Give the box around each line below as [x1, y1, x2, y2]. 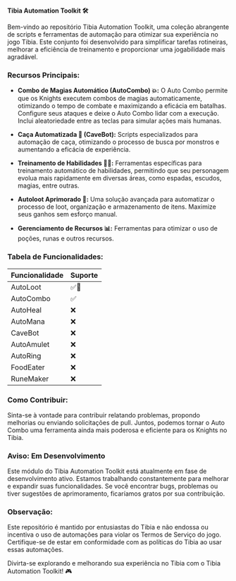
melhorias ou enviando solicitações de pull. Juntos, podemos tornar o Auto [7, 418, 225, 427]
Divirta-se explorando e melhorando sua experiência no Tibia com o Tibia [7, 559, 221, 568]
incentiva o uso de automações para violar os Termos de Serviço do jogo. [7, 530, 222, 539]
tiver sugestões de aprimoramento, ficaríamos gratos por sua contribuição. [7, 489, 225, 498]
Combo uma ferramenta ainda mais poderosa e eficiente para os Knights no [7, 426, 228, 434]
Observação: [7, 507, 53, 517]
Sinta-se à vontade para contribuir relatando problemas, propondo [7, 410, 201, 419]
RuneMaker [11, 374, 49, 384]
